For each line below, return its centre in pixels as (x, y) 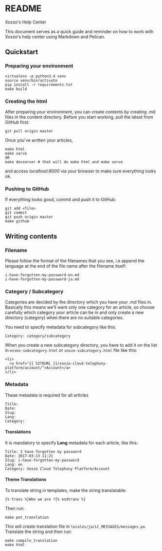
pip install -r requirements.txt (39, 85)
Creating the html (26, 101)
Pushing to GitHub (27, 189)
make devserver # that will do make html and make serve (64, 162)
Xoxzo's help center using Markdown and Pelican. (55, 37)
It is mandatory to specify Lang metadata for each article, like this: (72, 443)
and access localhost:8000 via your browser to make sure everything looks (81, 171)
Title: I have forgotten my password (43, 452)
